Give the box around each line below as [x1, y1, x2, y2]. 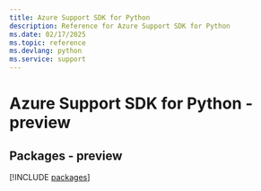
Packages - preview [9, 148, 123, 163]
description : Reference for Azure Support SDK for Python [9, 22, 231, 30]
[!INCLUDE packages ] [9, 172, 91, 182]
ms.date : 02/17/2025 [9, 30, 87, 39]
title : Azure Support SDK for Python [9, 13, 151, 22]
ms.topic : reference [9, 38, 87, 48]
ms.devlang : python [9, 47, 83, 56]
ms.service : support [9, 55, 87, 64]
